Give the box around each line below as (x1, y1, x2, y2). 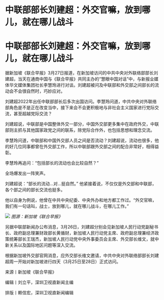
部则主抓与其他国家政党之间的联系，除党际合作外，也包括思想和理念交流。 (5, 127, 155, 133)
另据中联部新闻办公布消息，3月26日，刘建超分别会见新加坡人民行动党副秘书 (5, 224, 159, 230)
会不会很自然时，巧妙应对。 (9, 88, 65, 94)
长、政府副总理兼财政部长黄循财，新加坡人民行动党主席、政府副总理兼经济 (5, 230, 155, 236)
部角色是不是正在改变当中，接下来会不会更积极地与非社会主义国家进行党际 (5, 105, 155, 111)
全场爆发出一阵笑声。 (5, 170, 48, 176)
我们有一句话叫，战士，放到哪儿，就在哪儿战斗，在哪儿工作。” (5, 203, 129, 209)
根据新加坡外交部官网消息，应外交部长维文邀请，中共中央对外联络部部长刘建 (5, 253, 159, 259)
